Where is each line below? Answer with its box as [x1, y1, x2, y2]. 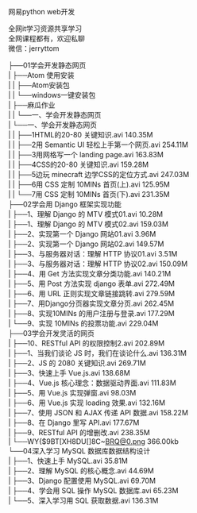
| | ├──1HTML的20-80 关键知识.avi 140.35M [8, 130, 153, 139]
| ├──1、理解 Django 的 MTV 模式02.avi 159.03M [8, 219, 169, 229]
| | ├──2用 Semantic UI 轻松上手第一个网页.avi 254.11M [8, 140, 189, 149]
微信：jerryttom [8, 44, 60, 53]
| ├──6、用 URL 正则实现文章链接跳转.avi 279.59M [8, 289, 176, 298]
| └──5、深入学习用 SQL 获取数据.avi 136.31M [8, 496, 159, 505]
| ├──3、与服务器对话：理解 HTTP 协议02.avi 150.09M [8, 259, 188, 268]
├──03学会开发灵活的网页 [8, 329, 95, 337]
